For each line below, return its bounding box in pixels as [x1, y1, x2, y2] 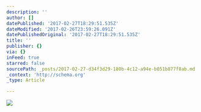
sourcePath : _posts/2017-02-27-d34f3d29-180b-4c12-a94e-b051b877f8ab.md [6, 65, 196, 72]
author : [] [6, 15, 34, 21]
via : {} [6, 49, 26, 55]
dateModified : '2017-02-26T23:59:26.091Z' [6, 26, 116, 32]
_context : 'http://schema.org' [6, 72, 86, 78]
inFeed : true [6, 54, 40, 61]
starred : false [6, 60, 45, 66]
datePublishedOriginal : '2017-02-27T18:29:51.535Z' [6, 32, 141, 38]
